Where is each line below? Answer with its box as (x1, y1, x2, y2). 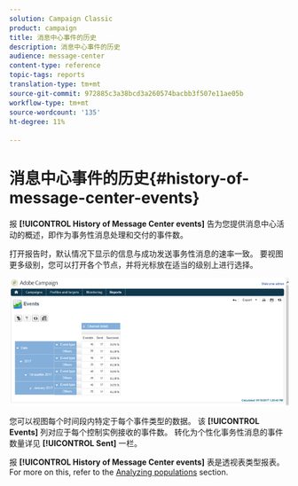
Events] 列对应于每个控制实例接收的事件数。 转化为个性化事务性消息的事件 (9, 427, 284, 437)
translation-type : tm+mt (9, 80, 101, 89)
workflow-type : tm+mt (9, 98, 90, 107)
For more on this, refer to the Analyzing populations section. (9, 466, 229, 477)
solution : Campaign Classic (9, 14, 114, 23)
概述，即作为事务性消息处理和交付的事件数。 (24, 230, 188, 240)
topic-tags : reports (9, 71, 86, 80)
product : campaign (9, 23, 77, 33)
